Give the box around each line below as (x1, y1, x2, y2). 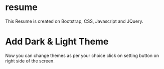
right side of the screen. (5, 57, 55, 64)
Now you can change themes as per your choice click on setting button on (5, 52, 159, 58)
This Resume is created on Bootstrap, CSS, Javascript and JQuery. (5, 18, 144, 24)
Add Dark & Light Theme (5, 36, 109, 47)
